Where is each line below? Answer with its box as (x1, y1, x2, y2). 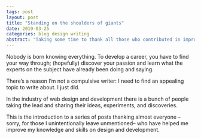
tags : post (6, 8, 33, 15)
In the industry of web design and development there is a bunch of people (6, 95, 189, 102)
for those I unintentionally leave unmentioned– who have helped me (22, 120, 188, 126)
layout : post (6, 14, 39, 20)
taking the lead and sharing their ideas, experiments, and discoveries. (6, 102, 178, 108)
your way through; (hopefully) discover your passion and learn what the (6, 59, 184, 67)
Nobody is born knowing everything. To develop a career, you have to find (6, 53, 190, 60)
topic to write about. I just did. (6, 84, 80, 90)
